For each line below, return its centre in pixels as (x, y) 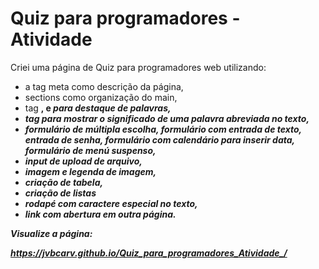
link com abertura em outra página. (100, 214)
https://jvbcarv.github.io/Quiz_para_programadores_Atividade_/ (149, 253)
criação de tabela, (64, 182)
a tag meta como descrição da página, (104, 86)
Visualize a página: (51, 233)
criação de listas (60, 193)
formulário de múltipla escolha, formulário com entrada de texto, (163, 129)
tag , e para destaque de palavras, (98, 108)
